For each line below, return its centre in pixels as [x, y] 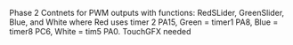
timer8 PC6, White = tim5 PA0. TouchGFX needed [100, 31]
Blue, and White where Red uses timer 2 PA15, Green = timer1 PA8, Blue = [144, 22]
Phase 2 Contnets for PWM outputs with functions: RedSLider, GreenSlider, [147, 13]
